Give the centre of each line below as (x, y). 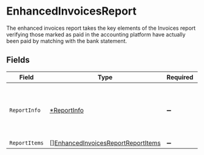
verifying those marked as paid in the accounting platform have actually (96, 34)
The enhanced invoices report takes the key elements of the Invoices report (101, 28)
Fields (18, 60)
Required (180, 77)
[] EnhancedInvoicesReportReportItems (105, 143)
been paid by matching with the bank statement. (67, 41)
